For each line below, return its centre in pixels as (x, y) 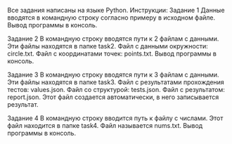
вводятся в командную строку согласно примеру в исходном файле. (111, 18)
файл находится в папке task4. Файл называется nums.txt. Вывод (105, 125)
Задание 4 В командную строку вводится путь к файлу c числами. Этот (115, 118)
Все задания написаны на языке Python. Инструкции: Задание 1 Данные (116, 10)
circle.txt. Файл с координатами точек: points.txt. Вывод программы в (112, 53)
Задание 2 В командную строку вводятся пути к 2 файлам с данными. (113, 39)
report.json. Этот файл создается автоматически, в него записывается (113, 97)
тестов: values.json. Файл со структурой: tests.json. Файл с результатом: (116, 90)
